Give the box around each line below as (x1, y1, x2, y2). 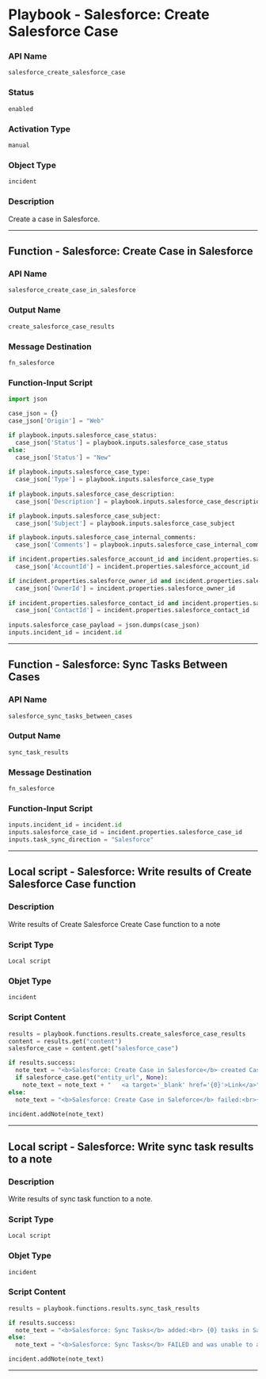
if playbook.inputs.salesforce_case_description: (8, 490, 176, 498)
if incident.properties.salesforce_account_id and (8, 555, 179, 564)
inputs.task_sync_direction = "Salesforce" (8, 836, 154, 844)
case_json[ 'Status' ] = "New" (15, 454, 112, 462)
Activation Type (8, 123, 71, 134)
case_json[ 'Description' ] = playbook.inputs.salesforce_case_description (15, 497, 264, 505)
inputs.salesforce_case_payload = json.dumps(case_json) (8, 621, 200, 630)
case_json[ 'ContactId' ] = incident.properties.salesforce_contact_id (15, 607, 249, 615)
